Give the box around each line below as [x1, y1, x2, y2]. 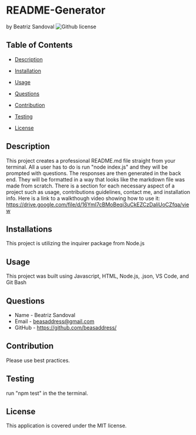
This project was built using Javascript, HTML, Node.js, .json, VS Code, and [6, 272, 190, 280]
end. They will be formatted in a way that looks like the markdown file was [6, 176, 185, 183]
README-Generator [6, 4, 106, 17]
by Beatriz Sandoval [6, 23, 55, 30]
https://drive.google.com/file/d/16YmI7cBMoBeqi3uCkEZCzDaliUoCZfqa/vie [6, 201, 190, 208]
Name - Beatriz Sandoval [14, 312, 76, 318]
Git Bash [6, 279, 27, 286]
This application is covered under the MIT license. [6, 422, 127, 429]
